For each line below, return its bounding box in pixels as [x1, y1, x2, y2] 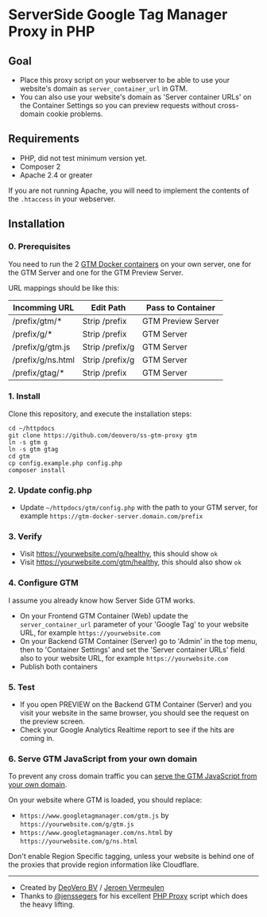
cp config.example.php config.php [8, 459, 123, 467]
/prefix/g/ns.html [12, 354, 75, 365]
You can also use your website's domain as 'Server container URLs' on [19, 92, 252, 101]
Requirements [8, 132, 79, 146]
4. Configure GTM [8, 577, 79, 588]
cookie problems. [46, 109, 103, 119]
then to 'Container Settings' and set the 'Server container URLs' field [19, 645, 245, 654]
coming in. [19, 733, 55, 743]
